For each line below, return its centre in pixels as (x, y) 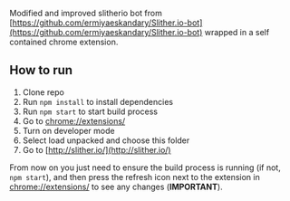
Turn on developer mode (68, 130)
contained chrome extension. (64, 42)
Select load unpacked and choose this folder (106, 140)
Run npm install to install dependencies (98, 101)
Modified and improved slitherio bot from (86, 13)
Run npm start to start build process (90, 111)
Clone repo (43, 92)
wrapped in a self (237, 32)
